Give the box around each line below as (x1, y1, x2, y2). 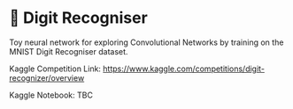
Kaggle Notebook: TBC (9, 90, 93, 100)
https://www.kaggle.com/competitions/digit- (103, 63, 266, 74)
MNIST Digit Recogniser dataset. (9, 46, 128, 56)
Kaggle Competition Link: (9, 63, 102, 74)
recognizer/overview (9, 72, 85, 83)
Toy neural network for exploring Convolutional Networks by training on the (9, 37, 284, 47)
